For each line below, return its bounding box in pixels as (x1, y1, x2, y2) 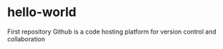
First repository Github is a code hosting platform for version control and (7, 27, 217, 36)
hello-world (7, 4, 77, 20)
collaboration (7, 34, 46, 43)
